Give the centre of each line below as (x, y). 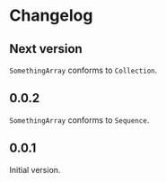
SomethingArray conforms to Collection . (83, 70)
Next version (46, 49)
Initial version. (35, 169)
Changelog (51, 16)
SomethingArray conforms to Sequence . (79, 120)
